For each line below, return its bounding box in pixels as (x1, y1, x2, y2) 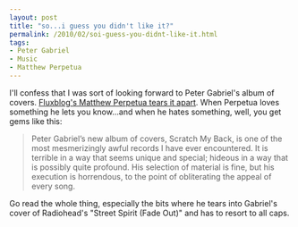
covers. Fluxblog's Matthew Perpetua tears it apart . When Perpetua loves (9, 97, 280, 107)
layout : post (9, 13, 58, 22)
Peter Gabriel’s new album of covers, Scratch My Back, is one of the (30, 133, 283, 144)
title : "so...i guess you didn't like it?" (9, 21, 175, 30)
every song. (30, 181, 76, 191)
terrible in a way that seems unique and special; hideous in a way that (30, 152, 289, 163)
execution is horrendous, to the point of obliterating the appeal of (30, 171, 272, 181)
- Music (9, 55, 38, 63)
